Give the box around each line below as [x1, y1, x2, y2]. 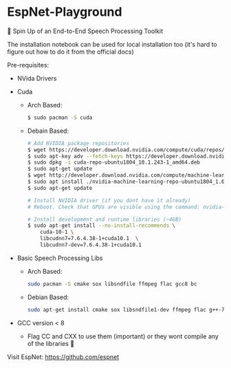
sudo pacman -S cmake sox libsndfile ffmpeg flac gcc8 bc [27, 280, 197, 288]
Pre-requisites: [7, 61, 49, 69]
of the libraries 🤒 [27, 339, 75, 347]
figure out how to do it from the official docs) [7, 47, 134, 56]
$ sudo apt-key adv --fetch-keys [27, 153, 124, 160]
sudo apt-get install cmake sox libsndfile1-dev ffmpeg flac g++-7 [27, 306, 225, 313]
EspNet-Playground [7, 4, 122, 20]
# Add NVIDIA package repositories [27, 140, 129, 147]
